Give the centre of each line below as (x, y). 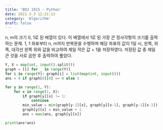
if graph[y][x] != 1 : (45, 96)
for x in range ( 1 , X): (37, 92)
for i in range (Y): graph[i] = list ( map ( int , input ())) (63, 74)
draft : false (18, 23)
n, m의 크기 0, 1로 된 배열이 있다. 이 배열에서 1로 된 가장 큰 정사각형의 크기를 (77, 37)
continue (40, 101)
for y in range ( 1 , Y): (28, 87)
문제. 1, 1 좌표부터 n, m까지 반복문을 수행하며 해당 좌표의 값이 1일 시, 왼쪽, (83, 44)
